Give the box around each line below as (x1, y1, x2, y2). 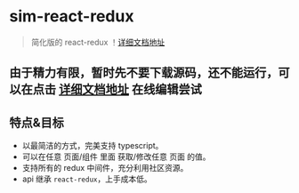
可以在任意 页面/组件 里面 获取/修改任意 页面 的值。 (21, 151, 211, 162)
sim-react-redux (9, 6, 134, 27)
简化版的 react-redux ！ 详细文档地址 (30, 36, 166, 47)
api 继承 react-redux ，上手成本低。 (21, 173, 153, 184)
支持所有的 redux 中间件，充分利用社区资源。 (21, 163, 189, 173)
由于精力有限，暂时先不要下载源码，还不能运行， (9, 65, 279, 81)
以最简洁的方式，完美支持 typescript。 (21, 141, 164, 151)
